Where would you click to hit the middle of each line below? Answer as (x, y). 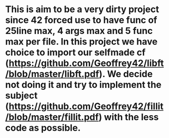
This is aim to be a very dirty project (82, 9)
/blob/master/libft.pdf (52, 74)
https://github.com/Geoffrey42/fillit (86, 106)
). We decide (126, 74)
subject (22, 96)
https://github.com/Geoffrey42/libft (86, 63)
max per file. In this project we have (81, 42)
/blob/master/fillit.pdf (52, 117)
